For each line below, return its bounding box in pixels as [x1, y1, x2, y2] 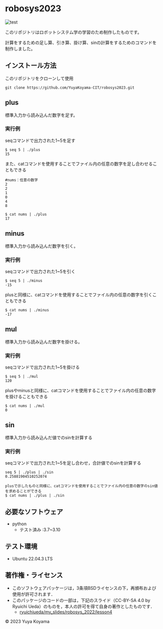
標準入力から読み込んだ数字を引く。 [5, 243, 78, 249]
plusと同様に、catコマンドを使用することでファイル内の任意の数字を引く [5, 292, 153, 298]
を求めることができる [5, 489, 42, 494]
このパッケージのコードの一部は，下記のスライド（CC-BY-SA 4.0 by [12, 597, 151, 603]
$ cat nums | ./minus [5, 307, 49, 312]
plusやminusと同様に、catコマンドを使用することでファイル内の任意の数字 [5, 388, 156, 394]
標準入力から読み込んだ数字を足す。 [5, 112, 78, 118]
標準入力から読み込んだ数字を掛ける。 [5, 339, 82, 345]
